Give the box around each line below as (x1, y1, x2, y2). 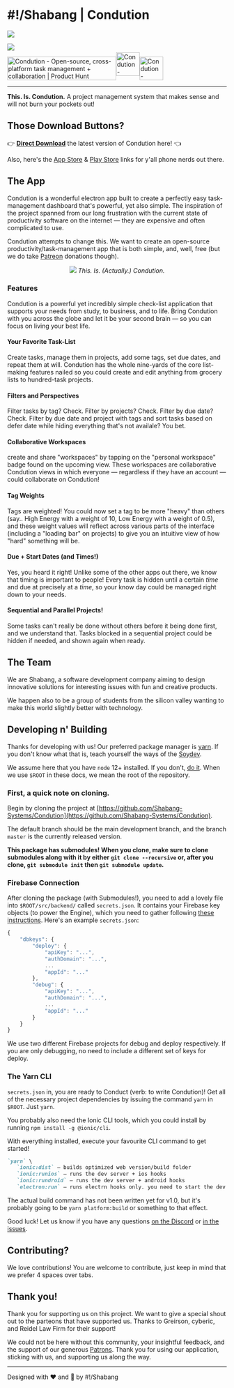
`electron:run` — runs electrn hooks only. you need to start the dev (16, 1184, 226, 1191)
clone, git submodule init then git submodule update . (7, 861, 164, 868)
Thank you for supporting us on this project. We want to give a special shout (7, 1309, 226, 1318)
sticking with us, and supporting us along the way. (7, 1352, 152, 1361)
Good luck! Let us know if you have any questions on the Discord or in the (7, 1217, 219, 1225)
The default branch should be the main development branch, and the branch (7, 825, 227, 833)
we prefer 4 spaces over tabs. (7, 1270, 94, 1279)
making (7, 368, 29, 377)
